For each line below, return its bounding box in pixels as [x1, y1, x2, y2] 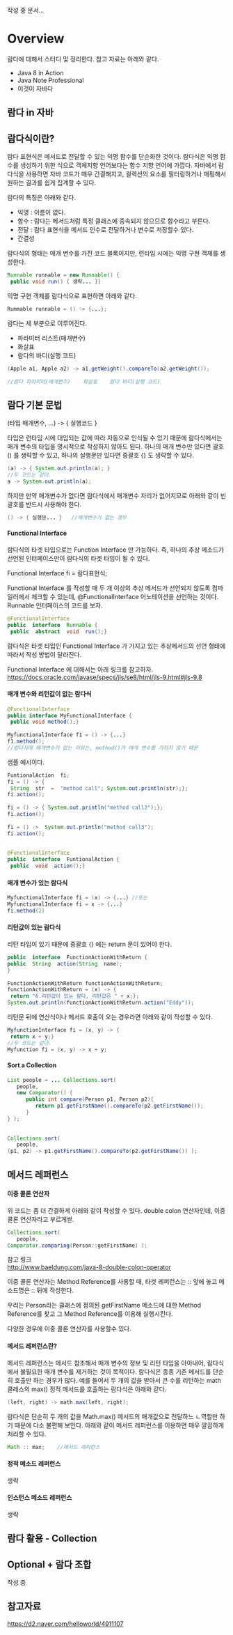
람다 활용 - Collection [7, 1533, 97, 1544]
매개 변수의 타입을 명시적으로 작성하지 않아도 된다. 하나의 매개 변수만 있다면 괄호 [7, 442, 225, 451]
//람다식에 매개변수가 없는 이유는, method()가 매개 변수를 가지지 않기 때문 [7, 744, 198, 751]
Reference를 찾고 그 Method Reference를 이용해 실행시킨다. [7, 1310, 173, 1318]
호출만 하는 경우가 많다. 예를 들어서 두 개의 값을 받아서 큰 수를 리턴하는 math [14, 1376, 221, 1384]
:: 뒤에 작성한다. [31, 1286, 74, 1294]
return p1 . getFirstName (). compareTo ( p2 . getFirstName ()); [35, 1103, 204, 1110]
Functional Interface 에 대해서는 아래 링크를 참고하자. [7, 665, 154, 674]
